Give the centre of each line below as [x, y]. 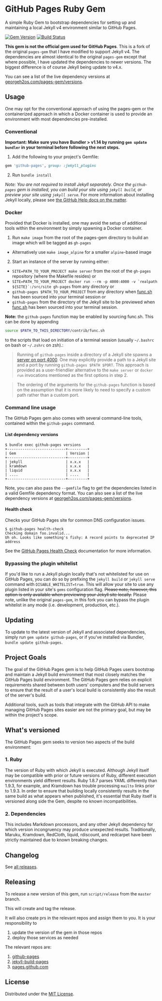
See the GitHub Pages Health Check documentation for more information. [78, 551]
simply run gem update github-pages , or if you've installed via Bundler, [74, 637]
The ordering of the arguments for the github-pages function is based [86, 385]
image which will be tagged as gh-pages [52, 243]
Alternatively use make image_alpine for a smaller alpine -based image [81, 252]
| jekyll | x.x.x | [47, 462]
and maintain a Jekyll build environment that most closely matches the [75, 674]
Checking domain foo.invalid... [37, 533]
